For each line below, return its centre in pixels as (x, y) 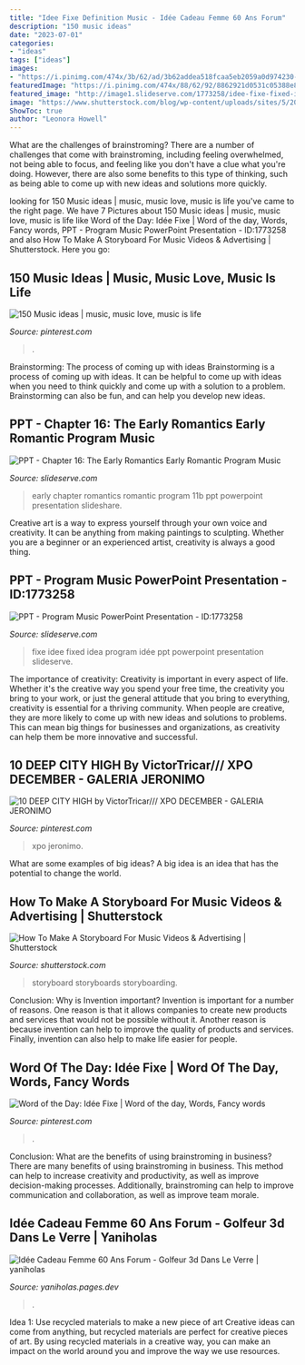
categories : (32, 43)
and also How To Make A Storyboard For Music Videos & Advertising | (140, 240)
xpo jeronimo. (57, 846)
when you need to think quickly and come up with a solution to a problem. (148, 386)
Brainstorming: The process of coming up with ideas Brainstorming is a (142, 366)
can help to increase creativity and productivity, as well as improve (134, 1176)
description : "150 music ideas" (70, 26)
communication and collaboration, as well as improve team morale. (134, 1195)
